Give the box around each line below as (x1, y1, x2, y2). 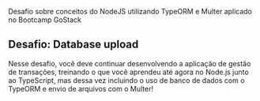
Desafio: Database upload (8, 38, 139, 51)
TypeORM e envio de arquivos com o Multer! (8, 84, 154, 93)
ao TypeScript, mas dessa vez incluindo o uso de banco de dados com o (8, 75, 245, 85)
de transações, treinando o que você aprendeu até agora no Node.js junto (8, 67, 249, 77)
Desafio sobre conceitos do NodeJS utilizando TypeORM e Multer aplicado (8, 7, 253, 16)
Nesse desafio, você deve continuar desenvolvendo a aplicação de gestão (8, 58, 251, 68)
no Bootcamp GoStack (8, 15, 81, 24)
